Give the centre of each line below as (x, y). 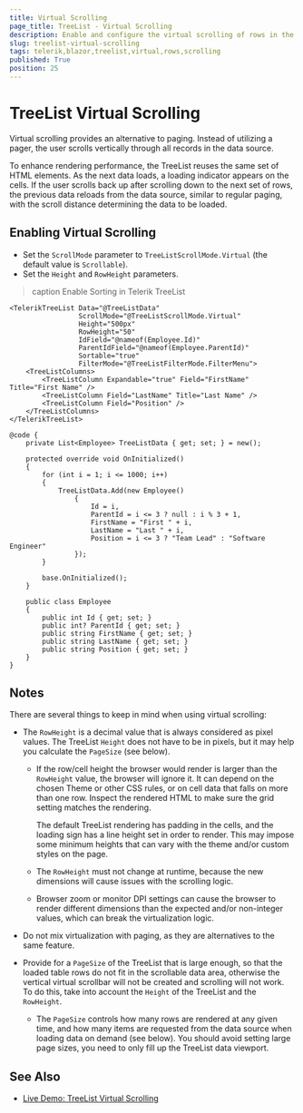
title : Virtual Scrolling (58, 18)
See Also (35, 1076)
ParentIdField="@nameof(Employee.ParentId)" (164, 347)
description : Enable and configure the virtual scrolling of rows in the (152, 34)
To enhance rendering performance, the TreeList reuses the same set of (144, 165)
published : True (40, 60)
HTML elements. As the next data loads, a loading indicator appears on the (149, 175)
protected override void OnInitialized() (105, 459)
